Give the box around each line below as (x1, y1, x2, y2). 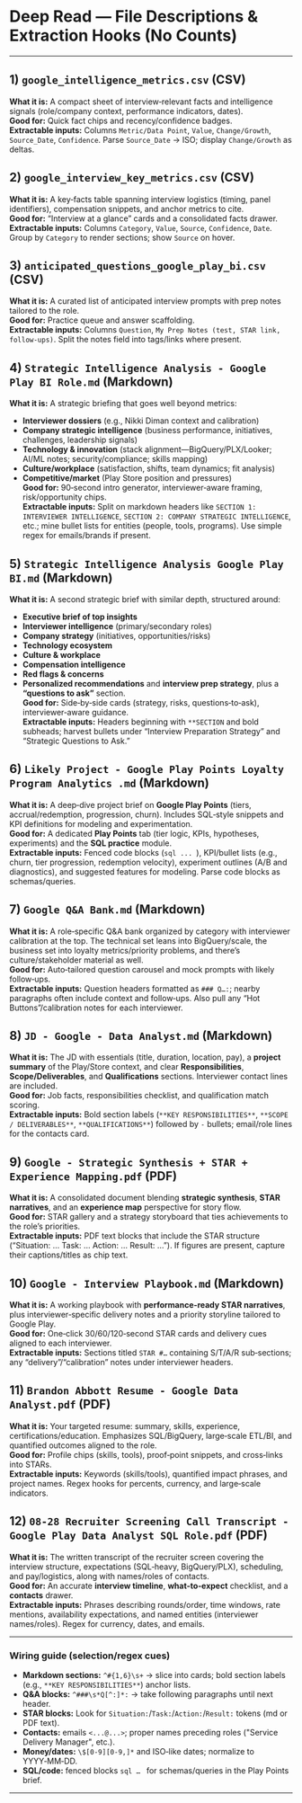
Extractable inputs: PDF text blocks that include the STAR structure (9, 1230, 261, 1241)
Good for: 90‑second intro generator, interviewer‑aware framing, (22, 483, 262, 493)
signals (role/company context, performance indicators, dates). (9, 105, 244, 116)
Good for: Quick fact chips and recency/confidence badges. (9, 115, 233, 126)
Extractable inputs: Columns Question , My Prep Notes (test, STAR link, (9, 324, 281, 335)
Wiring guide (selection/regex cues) (9, 1649, 171, 1662)
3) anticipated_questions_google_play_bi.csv (9, 258, 267, 273)
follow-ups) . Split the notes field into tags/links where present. (9, 334, 243, 345)
